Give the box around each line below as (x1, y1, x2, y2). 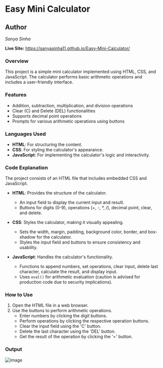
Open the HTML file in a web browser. (12, 302, 89, 308)
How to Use (5, 292, 33, 298)
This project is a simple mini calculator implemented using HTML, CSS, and (5, 69, 156, 74)
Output (5, 346, 22, 353)
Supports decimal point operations (12, 113, 82, 119)
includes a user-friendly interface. (5, 79, 74, 85)
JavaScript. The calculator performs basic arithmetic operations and (5, 74, 143, 80)
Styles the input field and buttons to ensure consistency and (19, 239, 141, 245)
